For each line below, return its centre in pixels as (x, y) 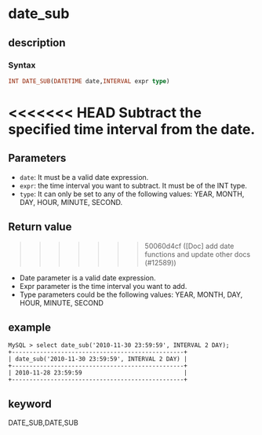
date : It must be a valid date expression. (84, 177)
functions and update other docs (198, 254)
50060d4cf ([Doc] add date (189, 246)
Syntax (22, 65)
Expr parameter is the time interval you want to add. (103, 286)
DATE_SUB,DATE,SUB (43, 423)
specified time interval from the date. (132, 129)
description (37, 43)
